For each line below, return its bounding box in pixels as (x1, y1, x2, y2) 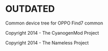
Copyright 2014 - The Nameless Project (5, 39, 89, 46)
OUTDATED (5, 3, 55, 15)
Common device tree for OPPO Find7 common (5, 20, 103, 26)
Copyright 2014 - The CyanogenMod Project (5, 30, 99, 36)
